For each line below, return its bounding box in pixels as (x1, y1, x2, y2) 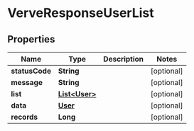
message (11, 78, 43, 87)
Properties (7, 33, 55, 45)
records (11, 112, 38, 122)
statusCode (11, 66, 52, 76)
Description (102, 55, 144, 64)
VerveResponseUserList (7, 5, 154, 21)
